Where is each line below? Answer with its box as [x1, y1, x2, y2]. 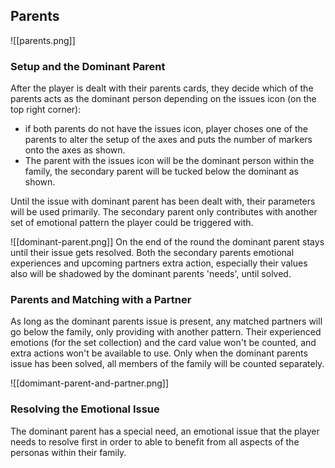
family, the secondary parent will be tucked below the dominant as [24, 165, 299, 178]
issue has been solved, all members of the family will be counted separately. [10, 358, 325, 370]
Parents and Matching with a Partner [10, 293, 192, 307]
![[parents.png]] [10, 34, 76, 46]
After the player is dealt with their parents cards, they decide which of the [10, 82, 314, 94]
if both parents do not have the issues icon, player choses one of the [24, 123, 308, 135]
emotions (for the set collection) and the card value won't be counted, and [10, 337, 317, 349]
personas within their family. [10, 446, 127, 458]
